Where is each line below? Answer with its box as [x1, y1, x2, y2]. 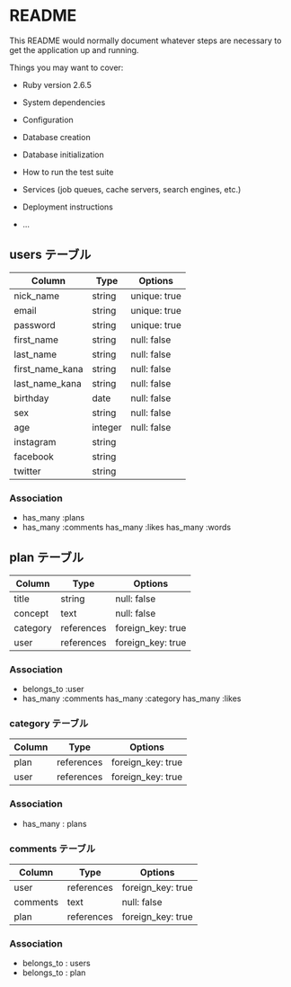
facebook [13, 450, 54, 463]
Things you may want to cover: [9, 62, 124, 73]
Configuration [22, 114, 74, 125]
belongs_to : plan [22, 967, 86, 978]
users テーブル [9, 247, 92, 262]
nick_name [13, 289, 60, 302]
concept [13, 607, 49, 619]
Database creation [22, 131, 92, 142]
